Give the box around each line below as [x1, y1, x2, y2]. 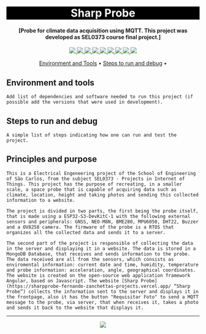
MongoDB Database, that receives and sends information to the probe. [6, 251, 191, 257]
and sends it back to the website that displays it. [6, 305, 144, 311]
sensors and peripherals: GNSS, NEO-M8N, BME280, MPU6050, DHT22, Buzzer [6, 219, 199, 225]
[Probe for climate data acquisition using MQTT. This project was [18, 26, 188, 34]
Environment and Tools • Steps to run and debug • [39, 60, 167, 67]
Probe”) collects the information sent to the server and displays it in [6, 289, 199, 295]
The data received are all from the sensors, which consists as [6, 256, 174, 262]
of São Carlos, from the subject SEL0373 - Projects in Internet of [6, 176, 185, 182]
